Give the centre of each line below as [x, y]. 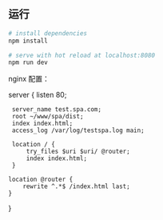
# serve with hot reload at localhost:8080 [82, 55]
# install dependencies [48, 33]
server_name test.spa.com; [57, 110]
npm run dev [28, 62]
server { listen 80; [38, 95]
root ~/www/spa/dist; [48, 117]
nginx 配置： [29, 79]
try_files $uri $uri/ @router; [78, 152]
